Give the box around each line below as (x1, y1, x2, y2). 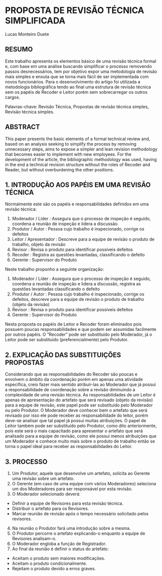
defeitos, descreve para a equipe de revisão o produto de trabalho (12, 296, 144, 302)
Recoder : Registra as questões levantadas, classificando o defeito (12, 252, 145, 258)
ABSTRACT (5, 123, 40, 131)
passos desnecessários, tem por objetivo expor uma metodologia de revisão (5, 68, 157, 74)
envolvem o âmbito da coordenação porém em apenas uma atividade (5, 377, 143, 382)
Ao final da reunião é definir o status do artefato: (12, 546, 109, 552)
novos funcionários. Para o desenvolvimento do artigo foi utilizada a (5, 79, 141, 84)
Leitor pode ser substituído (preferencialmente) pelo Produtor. (5, 337, 129, 343)
